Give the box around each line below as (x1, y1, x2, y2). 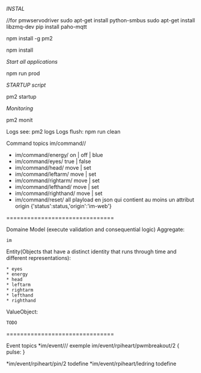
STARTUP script (6, 81, 46, 88)
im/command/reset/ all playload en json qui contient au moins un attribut (14, 196, 194, 203)
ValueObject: (6, 308, 38, 315)
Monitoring (6, 105, 34, 112)
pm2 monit (6, 117, 33, 123)
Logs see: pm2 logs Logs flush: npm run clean (6, 128, 121, 135)
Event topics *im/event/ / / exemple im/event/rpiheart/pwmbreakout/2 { (6, 342, 180, 349)
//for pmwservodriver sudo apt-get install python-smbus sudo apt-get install (6, 17, 195, 23)
